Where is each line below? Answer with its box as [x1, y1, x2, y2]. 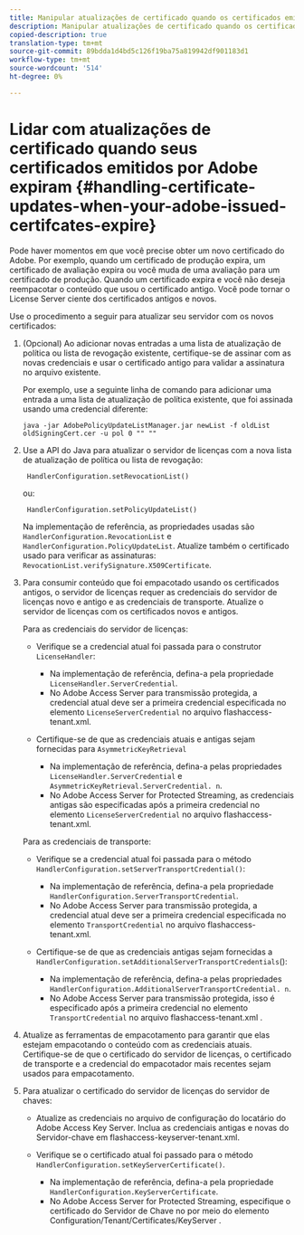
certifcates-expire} [9, 214, 157, 235]
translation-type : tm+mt [9, 38, 103, 48]
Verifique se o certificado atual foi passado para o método [35, 1149, 253, 1160]
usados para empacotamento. [22, 1068, 135, 1078]
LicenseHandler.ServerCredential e [49, 770, 183, 781]
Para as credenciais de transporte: [22, 836, 152, 847]
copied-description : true [9, 30, 107, 39]
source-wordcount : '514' [9, 64, 103, 73]
